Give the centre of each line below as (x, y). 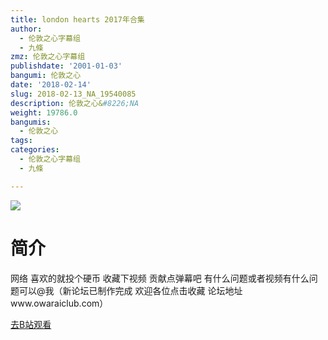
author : (26, 29)
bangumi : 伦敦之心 (46, 76)
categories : (35, 150)
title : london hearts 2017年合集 (77, 19)
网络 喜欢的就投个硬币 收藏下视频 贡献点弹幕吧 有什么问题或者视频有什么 (160, 278)
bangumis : (31, 122)
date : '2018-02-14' (51, 85)
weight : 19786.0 (44, 112)
